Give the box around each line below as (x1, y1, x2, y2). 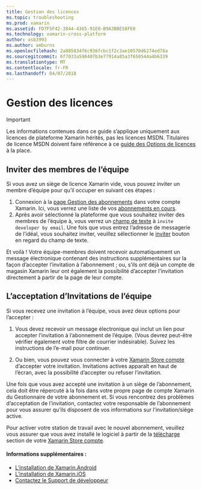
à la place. (6, 147, 32, 154)
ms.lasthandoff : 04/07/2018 (6, 70, 77, 76)
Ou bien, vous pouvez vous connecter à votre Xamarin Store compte (14, 356, 185, 363)
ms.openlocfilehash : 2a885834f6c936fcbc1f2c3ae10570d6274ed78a (6, 48, 168, 54)
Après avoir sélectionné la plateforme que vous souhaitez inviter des (14, 211, 185, 218)
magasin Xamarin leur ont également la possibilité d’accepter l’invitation (6, 268, 184, 274)
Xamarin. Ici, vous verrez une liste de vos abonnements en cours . (14, 205, 177, 212)
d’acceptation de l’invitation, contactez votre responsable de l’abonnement (6, 399, 191, 406)
